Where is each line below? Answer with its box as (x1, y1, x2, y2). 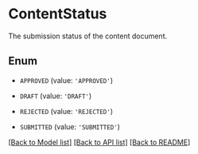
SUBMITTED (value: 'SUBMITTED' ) (19, 121, 121, 132)
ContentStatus (8, 5, 107, 23)
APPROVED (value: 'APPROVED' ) (19, 75, 114, 85)
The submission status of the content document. (8, 31, 168, 41)
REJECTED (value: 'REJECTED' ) (19, 106, 114, 116)
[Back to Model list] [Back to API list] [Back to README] (8, 137, 191, 147)
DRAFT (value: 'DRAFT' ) (19, 91, 92, 101)
